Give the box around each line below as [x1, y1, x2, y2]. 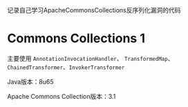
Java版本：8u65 [7, 77, 54, 86]
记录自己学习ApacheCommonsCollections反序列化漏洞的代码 [7, 6, 181, 14]
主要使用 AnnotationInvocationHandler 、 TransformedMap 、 [7, 54, 174, 62]
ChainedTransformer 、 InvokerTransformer [7, 63, 125, 71]
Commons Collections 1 [7, 30, 145, 46]
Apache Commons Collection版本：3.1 [7, 92, 116, 100]
